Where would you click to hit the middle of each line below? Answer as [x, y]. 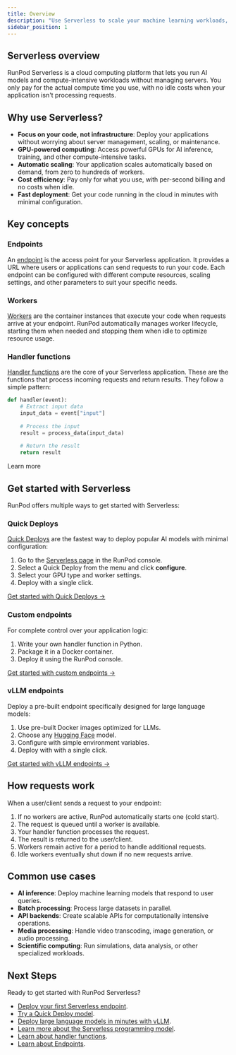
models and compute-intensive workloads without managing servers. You [114, 80]
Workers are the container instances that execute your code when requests [117, 316]
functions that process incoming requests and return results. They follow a [116, 379]
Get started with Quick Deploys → [56, 596]
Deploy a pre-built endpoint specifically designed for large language [106, 706]
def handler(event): [38, 400]
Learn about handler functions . [62, 1037]
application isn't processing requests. [62, 95]
